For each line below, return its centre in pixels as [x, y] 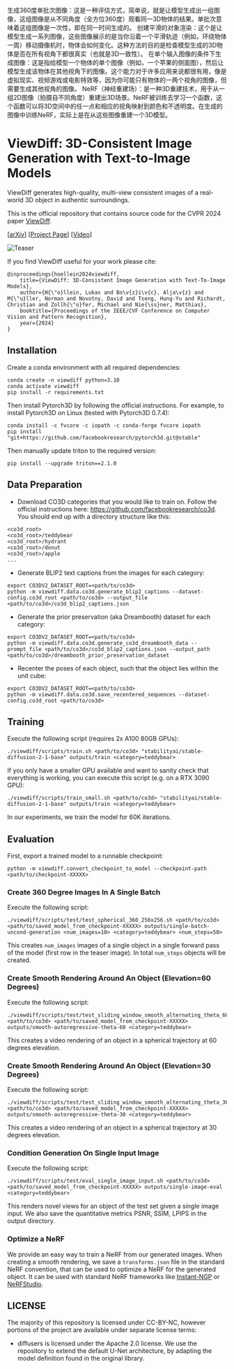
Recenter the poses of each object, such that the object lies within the [118, 668]
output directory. [31, 1221]
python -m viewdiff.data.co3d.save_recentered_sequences [92, 694]
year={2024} [37, 323]
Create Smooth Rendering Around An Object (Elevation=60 [109, 978]
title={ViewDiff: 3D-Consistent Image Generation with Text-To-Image [123, 280]
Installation [32, 351]
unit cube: [32, 675]
